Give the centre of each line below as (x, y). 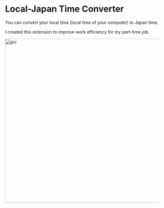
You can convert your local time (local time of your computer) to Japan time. (82, 22)
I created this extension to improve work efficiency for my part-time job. (77, 32)
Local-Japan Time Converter (65, 9)
